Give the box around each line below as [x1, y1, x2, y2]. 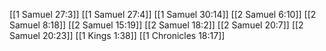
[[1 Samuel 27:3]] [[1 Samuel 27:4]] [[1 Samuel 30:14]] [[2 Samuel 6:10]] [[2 [9, 9, 317, 20]
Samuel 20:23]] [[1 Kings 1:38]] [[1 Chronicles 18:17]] [9, 30, 226, 41]
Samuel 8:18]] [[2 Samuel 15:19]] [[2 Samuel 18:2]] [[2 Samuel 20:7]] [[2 [9, 19, 304, 31]
